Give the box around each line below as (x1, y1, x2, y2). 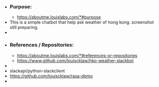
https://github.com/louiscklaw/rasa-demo (9, 73, 93, 79)
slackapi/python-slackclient (9, 68, 65, 74)
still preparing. (9, 25, 39, 30)
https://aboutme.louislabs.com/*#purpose (16, 14, 101, 20)
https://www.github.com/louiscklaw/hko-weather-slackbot (16, 58, 134, 63)
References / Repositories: (9, 42, 74, 49)
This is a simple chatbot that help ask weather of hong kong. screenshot (9, 19, 154, 25)
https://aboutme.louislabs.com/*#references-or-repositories (16, 52, 138, 58)
